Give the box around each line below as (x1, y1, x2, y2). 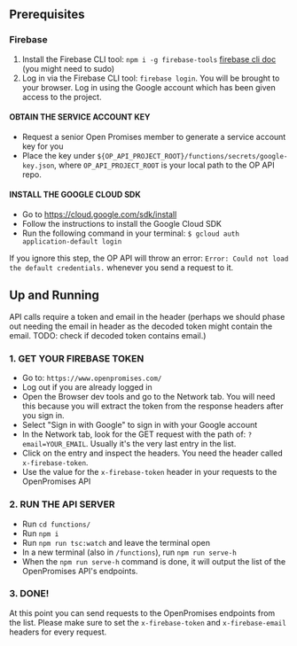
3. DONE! (9, 588, 50, 600)
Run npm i (21, 527, 59, 539)
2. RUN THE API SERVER (9, 498, 115, 510)
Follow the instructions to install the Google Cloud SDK (21, 219, 222, 230)
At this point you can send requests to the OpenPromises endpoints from (9, 607, 276, 619)
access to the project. (21, 91, 102, 102)
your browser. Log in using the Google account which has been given (21, 82, 277, 92)
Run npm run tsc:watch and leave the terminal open (21, 537, 211, 548)
